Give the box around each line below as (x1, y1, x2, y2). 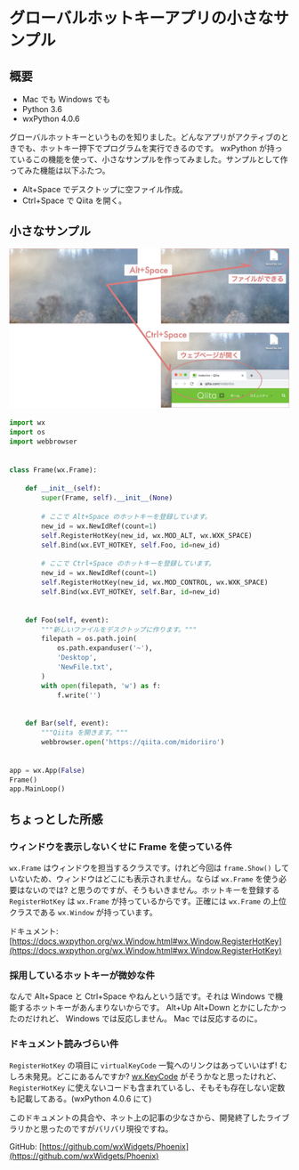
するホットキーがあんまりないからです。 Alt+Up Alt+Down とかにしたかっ (16, 1003, 287, 1013)
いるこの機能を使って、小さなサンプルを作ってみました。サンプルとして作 (16, 154, 288, 165)
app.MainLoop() (9, 784, 66, 793)
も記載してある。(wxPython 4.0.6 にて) (9, 1093, 152, 1104)
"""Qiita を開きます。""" (41, 728, 129, 737)
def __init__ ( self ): (25, 484, 101, 493)
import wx (9, 418, 46, 427)
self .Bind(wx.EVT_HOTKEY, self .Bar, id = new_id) (41, 588, 221, 597)
